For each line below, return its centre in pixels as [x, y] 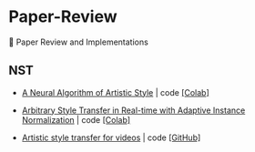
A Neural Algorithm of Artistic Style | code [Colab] [116, 92]
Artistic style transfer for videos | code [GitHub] [111, 137]
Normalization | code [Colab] [76, 119]
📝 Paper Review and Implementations [79, 42]
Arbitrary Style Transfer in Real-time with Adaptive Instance [133, 110]
